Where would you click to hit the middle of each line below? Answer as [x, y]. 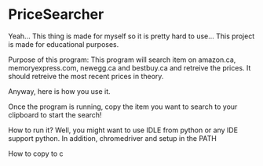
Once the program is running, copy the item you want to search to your [123, 106]
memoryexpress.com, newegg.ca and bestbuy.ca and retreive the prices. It [130, 67]
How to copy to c [36, 153]
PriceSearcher [56, 14]
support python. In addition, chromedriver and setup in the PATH [113, 138]
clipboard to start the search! [55, 114]
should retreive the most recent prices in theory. [86, 76]
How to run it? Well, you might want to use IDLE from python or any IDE [123, 130]
